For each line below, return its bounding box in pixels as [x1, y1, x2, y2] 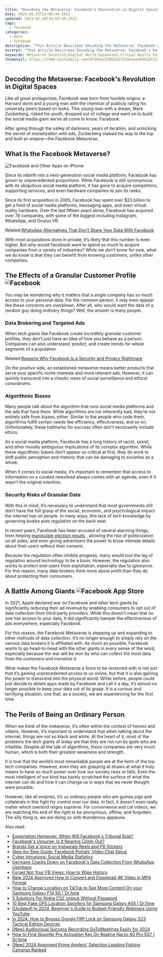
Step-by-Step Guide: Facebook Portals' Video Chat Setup [12, 849, 128, 855]
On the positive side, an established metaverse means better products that [5, 365, 154, 371]
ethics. [5, 429, 18, 435]
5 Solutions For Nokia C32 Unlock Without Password [12, 895, 117, 901]
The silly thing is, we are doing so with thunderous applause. [5, 815, 126, 820]
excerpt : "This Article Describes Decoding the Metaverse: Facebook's [5, 48, 151, 53]
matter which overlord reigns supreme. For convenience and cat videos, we [5, 804, 156, 810]
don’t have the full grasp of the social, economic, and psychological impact [5, 508, 155, 514]
